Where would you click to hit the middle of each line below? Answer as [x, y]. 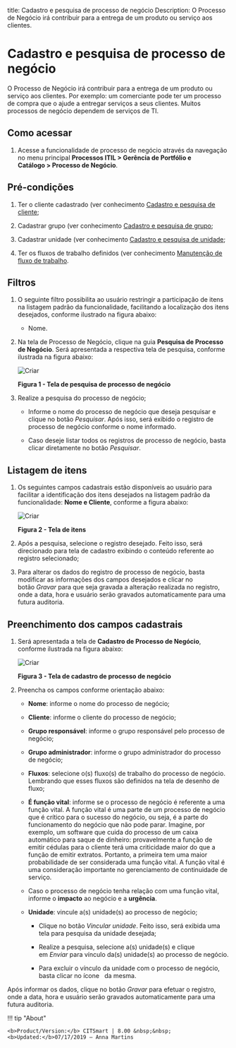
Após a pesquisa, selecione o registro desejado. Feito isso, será [110, 543]
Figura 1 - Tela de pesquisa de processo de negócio [94, 384]
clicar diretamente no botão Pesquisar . [84, 448]
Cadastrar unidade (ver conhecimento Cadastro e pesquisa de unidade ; [122, 239]
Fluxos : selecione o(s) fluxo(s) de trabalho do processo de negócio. [126, 773]
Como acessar [40, 133]
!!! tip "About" [27, 1018]
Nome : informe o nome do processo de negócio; [99, 703]
